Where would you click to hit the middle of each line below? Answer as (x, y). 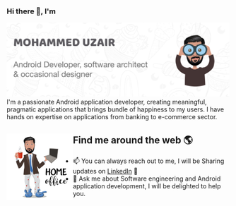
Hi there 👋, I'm (31, 11)
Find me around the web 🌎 (133, 140)
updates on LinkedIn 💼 (106, 171)
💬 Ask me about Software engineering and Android (147, 178)
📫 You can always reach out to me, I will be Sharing (149, 161)
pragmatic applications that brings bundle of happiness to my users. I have (115, 109)
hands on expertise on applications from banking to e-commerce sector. (112, 117)
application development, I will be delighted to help (147, 186)
